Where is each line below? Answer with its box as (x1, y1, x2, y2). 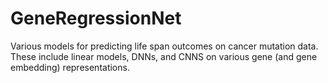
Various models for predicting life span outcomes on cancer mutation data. (10, 40, 319, 52)
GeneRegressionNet (10, 7, 182, 30)
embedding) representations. (10, 61, 130, 73)
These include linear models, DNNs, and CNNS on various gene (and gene (10, 50, 318, 62)
